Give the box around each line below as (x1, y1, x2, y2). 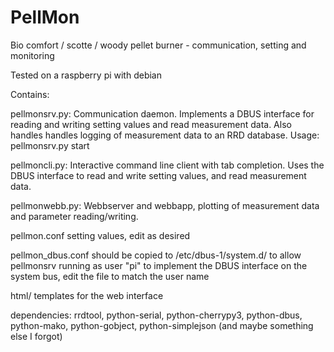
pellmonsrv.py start (10, 139, 90, 151)
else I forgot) (10, 330, 63, 342)
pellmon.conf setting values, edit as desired (10, 229, 191, 241)
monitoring (10, 49, 55, 61)
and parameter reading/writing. (10, 210, 139, 222)
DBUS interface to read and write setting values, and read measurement (10, 169, 307, 181)
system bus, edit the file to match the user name (10, 270, 210, 282)
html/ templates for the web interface (10, 289, 164, 301)
